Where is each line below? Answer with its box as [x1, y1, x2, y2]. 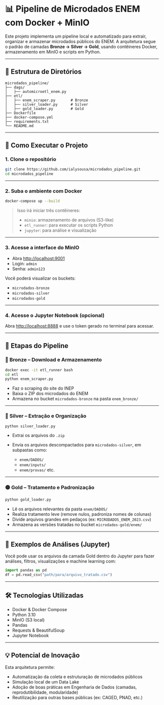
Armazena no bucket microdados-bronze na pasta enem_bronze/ [12, 396, 139, 402]
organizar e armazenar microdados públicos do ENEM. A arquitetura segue [5, 38, 156, 44]
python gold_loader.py [5, 497, 51, 502]
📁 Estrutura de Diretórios [5, 67, 82, 76]
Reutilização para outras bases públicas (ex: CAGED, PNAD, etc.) [12, 694, 143, 700]
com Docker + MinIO [5, 17, 90, 28]
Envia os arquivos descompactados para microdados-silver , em [12, 442, 142, 448]
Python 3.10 [12, 612, 36, 617]
